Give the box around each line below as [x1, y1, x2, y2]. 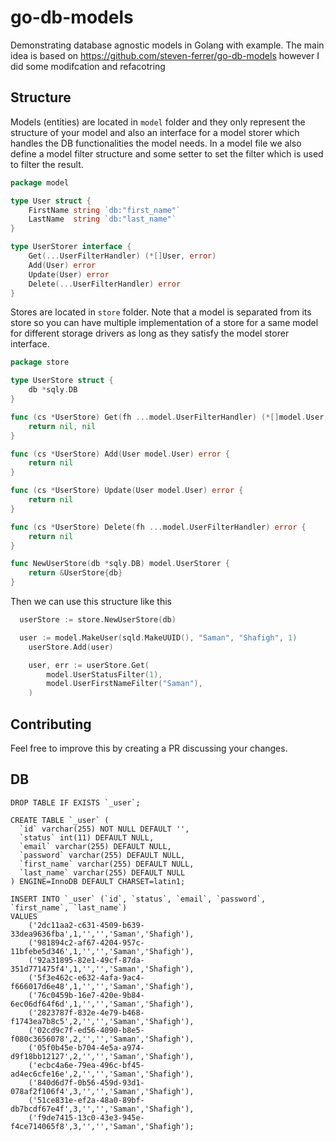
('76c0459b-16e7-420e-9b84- [28, 990, 145, 1000]
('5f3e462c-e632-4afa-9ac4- [28, 972, 145, 983]
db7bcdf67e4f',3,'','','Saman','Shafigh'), [10, 1104, 195, 1114]
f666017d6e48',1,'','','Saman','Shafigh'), [10, 981, 195, 991]
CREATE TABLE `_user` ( [10, 815, 110, 825]
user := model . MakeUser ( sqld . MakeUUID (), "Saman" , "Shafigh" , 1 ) [19, 632, 298, 643]
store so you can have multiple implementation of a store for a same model [10, 317, 319, 329]
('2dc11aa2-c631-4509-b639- [28, 920, 145, 930]
